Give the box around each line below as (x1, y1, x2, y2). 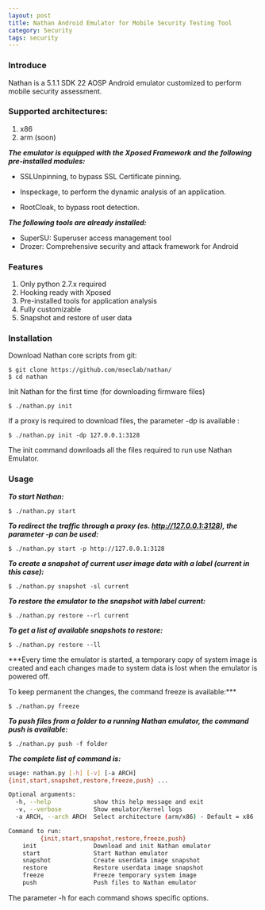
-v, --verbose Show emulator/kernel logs (15, 805, 182, 813)
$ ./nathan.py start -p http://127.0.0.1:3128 (8, 545, 165, 552)
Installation (8, 333, 53, 344)
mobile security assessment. (8, 86, 102, 96)
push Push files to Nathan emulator (22, 879, 197, 887)
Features (8, 261, 44, 272)
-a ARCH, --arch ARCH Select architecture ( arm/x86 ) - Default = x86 (15, 813, 254, 821)
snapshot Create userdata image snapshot (22, 857, 201, 865)
